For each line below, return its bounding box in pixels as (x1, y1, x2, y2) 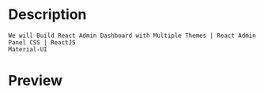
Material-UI (8, 45, 47, 53)
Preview (8, 72, 63, 90)
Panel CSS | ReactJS (8, 38, 77, 47)
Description (8, 6, 87, 24)
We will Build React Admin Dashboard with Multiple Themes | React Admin (8, 32, 257, 39)
